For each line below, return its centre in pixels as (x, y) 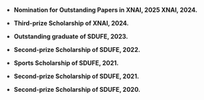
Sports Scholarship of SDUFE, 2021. (66, 63)
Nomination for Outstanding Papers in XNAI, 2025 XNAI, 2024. (105, 10)
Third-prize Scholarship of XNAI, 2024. (71, 23)
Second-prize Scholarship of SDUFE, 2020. (77, 89)
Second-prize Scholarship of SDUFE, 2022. (77, 50)
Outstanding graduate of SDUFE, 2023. (71, 36)
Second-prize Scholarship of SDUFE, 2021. (76, 76)
